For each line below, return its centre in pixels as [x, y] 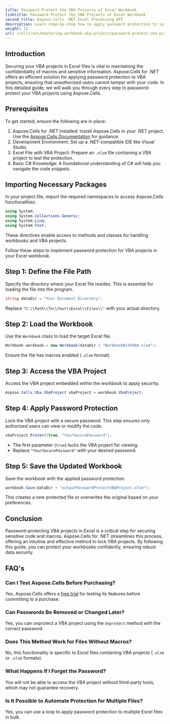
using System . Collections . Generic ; [43, 216]
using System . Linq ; [26, 221]
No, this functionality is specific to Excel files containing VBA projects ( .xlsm [85, 653]
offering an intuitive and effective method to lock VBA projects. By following [84, 542]
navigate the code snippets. [41, 169]
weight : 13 [17, 29]
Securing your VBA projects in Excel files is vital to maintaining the [74, 66]
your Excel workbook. [28, 256]
